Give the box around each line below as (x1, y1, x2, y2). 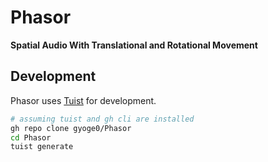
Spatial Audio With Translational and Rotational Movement (10, 39, 258, 51)
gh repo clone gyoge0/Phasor (10, 123, 132, 133)
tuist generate (10, 142, 74, 152)
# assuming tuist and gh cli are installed (10, 114, 195, 124)
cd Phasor (10, 132, 52, 143)
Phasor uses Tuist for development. (10, 94, 157, 106)
